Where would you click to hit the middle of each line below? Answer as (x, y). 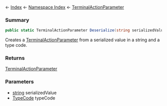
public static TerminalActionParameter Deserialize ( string (68, 30)
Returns (15, 58)
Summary (17, 20)
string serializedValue (35, 93)
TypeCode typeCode (34, 98)
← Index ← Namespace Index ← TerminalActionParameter (65, 7)
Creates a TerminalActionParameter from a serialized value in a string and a (83, 40)
